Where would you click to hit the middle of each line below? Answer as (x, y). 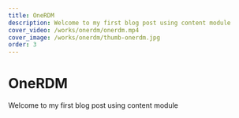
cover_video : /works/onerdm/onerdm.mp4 (74, 30)
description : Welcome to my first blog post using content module (119, 23)
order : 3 (22, 45)
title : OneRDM (32, 15)
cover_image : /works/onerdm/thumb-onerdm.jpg (84, 37)
